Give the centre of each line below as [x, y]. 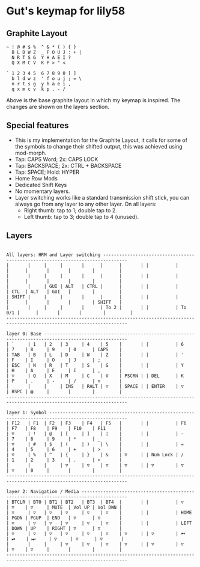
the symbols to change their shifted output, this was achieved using [98, 146]
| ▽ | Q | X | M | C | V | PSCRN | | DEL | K [95, 376]
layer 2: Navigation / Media [43, 491]
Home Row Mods [36, 178]
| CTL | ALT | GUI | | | [64, 292]
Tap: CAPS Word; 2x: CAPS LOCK [56, 159]
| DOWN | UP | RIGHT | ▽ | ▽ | [64, 528]
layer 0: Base [24, 334]
